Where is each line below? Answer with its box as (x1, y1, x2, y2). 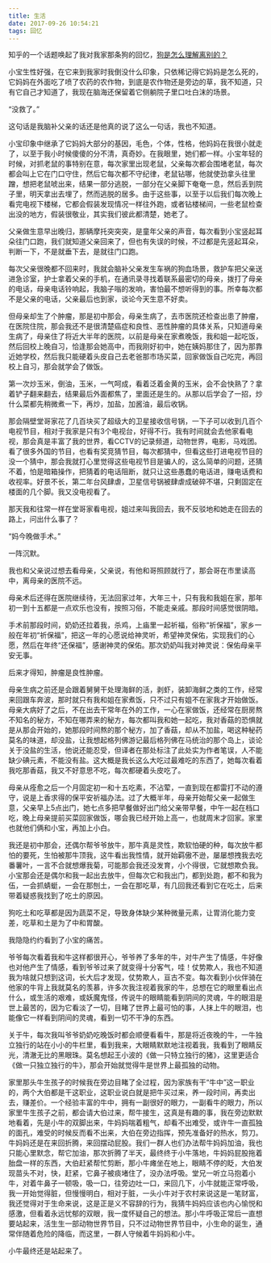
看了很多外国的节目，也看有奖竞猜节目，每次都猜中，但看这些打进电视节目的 (8, 447, 263, 456)
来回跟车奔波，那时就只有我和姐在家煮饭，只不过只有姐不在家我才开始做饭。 (8, 695, 263, 705)
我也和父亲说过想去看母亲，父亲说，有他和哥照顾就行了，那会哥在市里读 (8, 566, 248, 576)
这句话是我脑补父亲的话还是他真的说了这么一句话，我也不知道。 (8, 122, 220, 132)
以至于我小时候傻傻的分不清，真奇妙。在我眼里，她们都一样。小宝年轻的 (22, 149, 263, 158)
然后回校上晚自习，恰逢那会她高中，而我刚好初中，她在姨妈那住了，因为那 (8, 342, 256, 351)
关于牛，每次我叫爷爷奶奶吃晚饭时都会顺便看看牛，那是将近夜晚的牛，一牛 (8, 1030, 256, 1040)
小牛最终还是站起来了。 (8, 1246, 86, 1256)
